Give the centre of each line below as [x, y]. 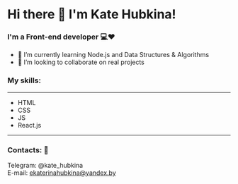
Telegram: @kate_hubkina [45, 166]
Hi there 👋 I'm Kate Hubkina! [92, 14]
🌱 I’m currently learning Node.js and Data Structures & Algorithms [113, 55]
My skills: [24, 80]
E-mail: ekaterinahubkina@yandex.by [62, 173]
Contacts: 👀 [28, 149]
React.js [29, 125]
